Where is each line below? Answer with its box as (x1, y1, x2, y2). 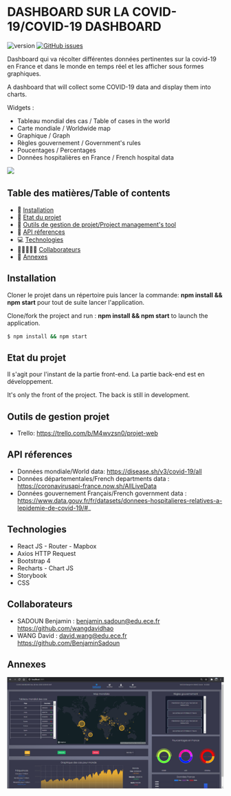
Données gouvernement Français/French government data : (16, 489, 187, 497)
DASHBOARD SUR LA (7, 4, 130, 20)
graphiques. (7, 69, 41, 78)
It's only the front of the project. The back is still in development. (7, 391, 190, 399)
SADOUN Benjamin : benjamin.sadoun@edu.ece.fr (16, 616, 160, 625)
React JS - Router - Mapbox (16, 541, 97, 550)
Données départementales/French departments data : (16, 474, 170, 482)
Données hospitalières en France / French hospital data (16, 153, 174, 162)
